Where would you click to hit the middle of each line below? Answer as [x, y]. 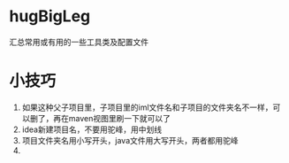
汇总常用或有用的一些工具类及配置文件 [79, 42]
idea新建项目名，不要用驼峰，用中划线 [91, 129]
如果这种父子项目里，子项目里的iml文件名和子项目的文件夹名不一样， [147, 107]
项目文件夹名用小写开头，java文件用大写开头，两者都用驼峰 [130, 140]
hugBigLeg [50, 16]
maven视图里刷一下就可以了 [119, 118]
